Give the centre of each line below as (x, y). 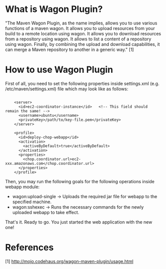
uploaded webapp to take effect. (46, 212)
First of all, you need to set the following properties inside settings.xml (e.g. (82, 83)
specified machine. (32, 202)
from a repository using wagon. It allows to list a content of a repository (78, 39)
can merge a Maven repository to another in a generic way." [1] (70, 49)
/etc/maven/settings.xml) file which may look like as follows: (67, 89)
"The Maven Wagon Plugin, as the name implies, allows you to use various (81, 23)
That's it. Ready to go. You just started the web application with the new (79, 222)
